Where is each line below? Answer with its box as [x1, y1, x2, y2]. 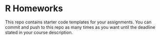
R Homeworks [5, 3, 63, 14]
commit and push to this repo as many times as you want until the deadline [5, 24, 156, 30]
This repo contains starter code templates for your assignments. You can [5, 19, 152, 25]
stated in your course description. [5, 29, 73, 35]
